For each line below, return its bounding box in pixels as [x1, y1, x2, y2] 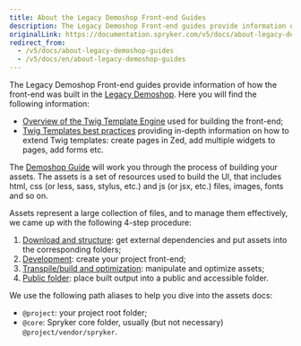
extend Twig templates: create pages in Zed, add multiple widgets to [21, 135, 276, 145]
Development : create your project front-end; [21, 254, 186, 264]
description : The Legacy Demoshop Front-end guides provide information [9, 22, 287, 30]
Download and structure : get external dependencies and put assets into [21, 235, 288, 245]
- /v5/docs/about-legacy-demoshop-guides [17, 47, 175, 56]
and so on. [9, 190, 49, 201]
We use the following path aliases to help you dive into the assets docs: [9, 290, 273, 300]
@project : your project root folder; [21, 307, 148, 318]
